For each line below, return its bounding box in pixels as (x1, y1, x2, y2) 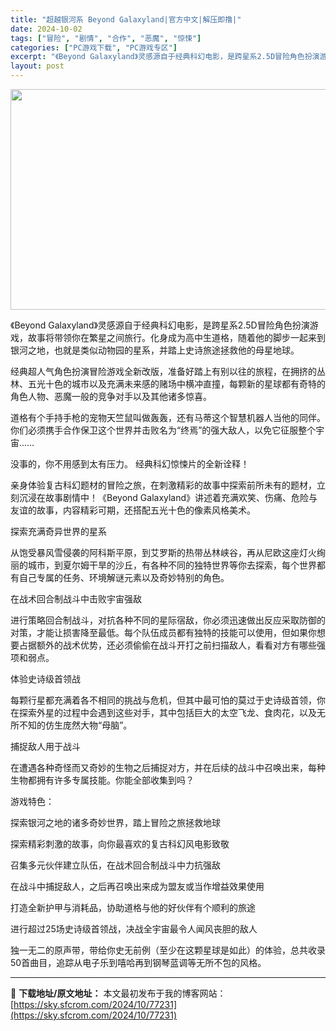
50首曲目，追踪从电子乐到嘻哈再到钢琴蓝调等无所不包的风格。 (10, 957, 267, 968)
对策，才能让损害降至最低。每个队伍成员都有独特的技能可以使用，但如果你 (10, 627, 317, 638)
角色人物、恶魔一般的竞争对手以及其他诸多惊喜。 (10, 391, 212, 402)
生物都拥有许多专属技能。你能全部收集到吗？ (10, 774, 195, 786)
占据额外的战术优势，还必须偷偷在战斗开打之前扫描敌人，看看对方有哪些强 (18, 639, 326, 651)
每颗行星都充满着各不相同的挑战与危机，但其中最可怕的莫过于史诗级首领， (10, 694, 317, 706)
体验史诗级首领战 (10, 673, 81, 685)
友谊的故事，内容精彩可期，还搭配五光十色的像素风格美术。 (10, 504, 256, 516)
